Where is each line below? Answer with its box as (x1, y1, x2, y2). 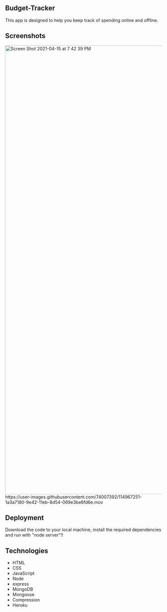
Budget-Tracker (5, 4, 55, 12)
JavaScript (12, 571, 35, 577)
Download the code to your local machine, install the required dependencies (5, 527, 162, 533)
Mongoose (12, 592, 35, 598)
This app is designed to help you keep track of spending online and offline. (5, 17, 159, 23)
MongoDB (12, 586, 33, 593)
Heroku (12, 602, 28, 608)
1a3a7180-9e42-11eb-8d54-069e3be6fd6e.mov (5, 499, 103, 505)
